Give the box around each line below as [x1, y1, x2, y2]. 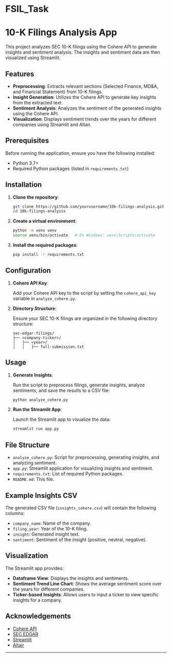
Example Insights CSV [5, 491, 78, 500]
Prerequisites [5, 136, 49, 145]
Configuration [5, 266, 51, 275]
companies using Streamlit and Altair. [12, 121, 92, 128]
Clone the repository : [12, 194, 59, 200]
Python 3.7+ [12, 160, 39, 166]
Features [5, 69, 34, 78]
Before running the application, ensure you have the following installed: [5, 150, 156, 156]
